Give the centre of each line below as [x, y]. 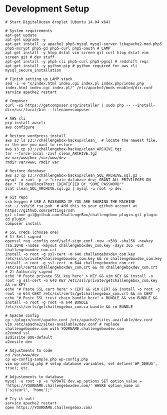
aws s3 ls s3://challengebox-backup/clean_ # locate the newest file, [81, 140]
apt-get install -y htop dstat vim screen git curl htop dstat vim [77, 53]
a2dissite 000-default [29, 337]
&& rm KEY [15, 285]
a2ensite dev [19, 342]
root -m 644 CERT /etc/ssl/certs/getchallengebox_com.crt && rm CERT [79, 293]
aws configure [20, 127]
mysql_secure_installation [33, 70]
